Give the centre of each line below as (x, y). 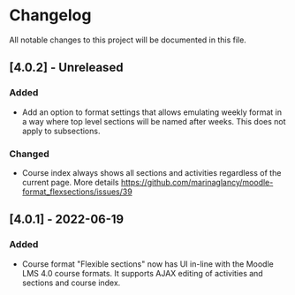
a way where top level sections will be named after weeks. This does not (154, 121)
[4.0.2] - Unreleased (66, 68)
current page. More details (70, 182)
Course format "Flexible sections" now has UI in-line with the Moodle (147, 264)
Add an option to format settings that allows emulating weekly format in (152, 112)
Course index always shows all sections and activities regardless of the (151, 172)
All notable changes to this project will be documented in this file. (128, 40)
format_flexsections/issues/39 (77, 192)
